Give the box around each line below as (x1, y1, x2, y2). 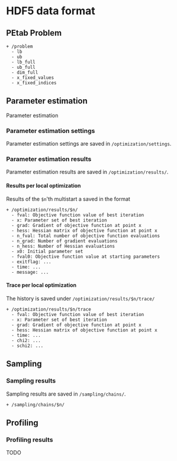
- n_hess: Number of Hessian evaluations (11, 243, 115, 249)
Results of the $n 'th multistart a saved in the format (6, 195, 130, 203)
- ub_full (11, 64, 36, 70)
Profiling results (6, 435, 53, 444)
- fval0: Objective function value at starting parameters (11, 254, 160, 260)
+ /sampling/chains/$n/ (6, 402, 65, 408)
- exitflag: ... (11, 258, 52, 265)
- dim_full (11, 70, 38, 75)
